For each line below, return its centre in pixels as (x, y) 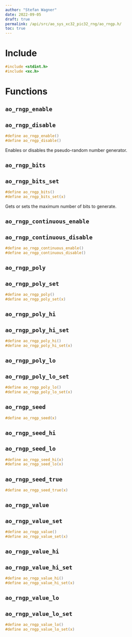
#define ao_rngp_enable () (32, 136)
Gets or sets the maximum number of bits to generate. (61, 206)
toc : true (15, 29)
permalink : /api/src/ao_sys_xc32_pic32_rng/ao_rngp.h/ (63, 24)
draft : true (17, 19)
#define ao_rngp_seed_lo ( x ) (34, 464)
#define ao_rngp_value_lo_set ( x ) (40, 629)
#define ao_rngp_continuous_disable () (45, 253)
